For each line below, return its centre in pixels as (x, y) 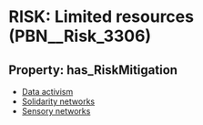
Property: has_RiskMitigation (93, 70)
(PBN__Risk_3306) (80, 36)
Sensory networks (56, 111)
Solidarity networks (58, 101)
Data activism (47, 92)
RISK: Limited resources (101, 17)
